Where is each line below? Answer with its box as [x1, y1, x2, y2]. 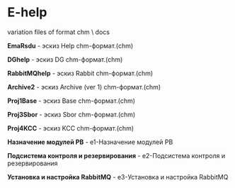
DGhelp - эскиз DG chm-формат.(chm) [7, 55, 123, 64]
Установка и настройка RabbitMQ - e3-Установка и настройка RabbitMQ [7, 172, 229, 181]
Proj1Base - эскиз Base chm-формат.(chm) [7, 96, 136, 105]
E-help [7, 4, 47, 21]
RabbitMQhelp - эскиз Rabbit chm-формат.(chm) [7, 69, 154, 77]
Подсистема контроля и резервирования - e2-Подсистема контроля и [7, 151, 225, 160]
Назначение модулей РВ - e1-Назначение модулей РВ [7, 138, 173, 146]
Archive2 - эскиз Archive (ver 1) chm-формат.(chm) [7, 82, 161, 91]
